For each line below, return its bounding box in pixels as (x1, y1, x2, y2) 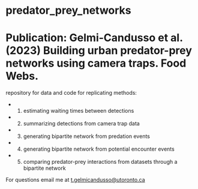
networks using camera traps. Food (5, 56, 187, 70)
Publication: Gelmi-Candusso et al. (5, 31, 183, 45)
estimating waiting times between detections (23, 107, 134, 115)
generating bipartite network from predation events (23, 133, 151, 140)
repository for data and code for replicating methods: (5, 89, 137, 97)
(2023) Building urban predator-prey (5, 44, 193, 58)
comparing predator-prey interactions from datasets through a (23, 158, 178, 166)
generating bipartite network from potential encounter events (23, 145, 175, 153)
